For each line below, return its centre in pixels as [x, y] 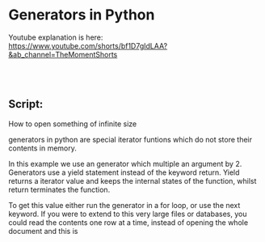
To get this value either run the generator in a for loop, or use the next [124, 205]
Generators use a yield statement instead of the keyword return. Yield [124, 172]
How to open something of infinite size [73, 124]
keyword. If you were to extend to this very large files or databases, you [128, 214]
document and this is [43, 231]
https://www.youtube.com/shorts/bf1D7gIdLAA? [88, 45]
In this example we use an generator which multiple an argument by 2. [125, 163]
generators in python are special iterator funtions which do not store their [130, 139]
